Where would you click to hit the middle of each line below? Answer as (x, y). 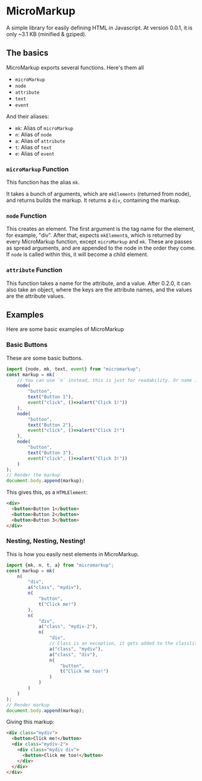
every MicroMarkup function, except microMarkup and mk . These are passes (99, 242)
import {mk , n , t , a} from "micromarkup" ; (60, 565)
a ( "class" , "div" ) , (73, 654)
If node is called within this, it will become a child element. (77, 254)
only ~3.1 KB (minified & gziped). (47, 34)
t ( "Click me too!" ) (84, 672)
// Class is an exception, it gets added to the (111, 644)
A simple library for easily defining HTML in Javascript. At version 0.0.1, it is (99, 28)
